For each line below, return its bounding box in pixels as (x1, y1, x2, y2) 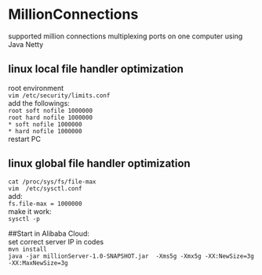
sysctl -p (8, 215, 41, 223)
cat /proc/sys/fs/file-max (8, 178, 96, 186)
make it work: (8, 206, 53, 216)
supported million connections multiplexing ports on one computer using (8, 31, 243, 41)
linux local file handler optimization (8, 63, 184, 76)
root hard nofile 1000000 (8, 114, 93, 121)
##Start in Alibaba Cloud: (8, 229, 90, 238)
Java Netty (8, 39, 44, 49)
